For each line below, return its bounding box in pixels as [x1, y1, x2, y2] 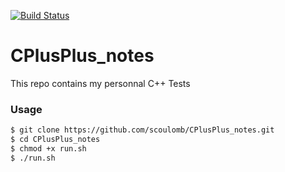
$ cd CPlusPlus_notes [10, 135, 101, 145]
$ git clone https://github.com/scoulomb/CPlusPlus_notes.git [10, 125, 275, 135]
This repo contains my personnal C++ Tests [10, 77, 191, 89]
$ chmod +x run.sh [10, 143, 87, 154]
